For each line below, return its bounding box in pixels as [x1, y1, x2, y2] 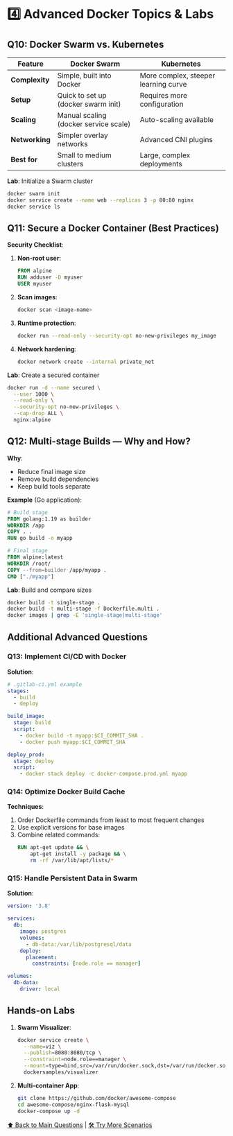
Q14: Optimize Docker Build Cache [7, 787, 126, 796]
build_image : [7, 713, 45, 720]
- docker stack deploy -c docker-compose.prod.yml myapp [19, 771, 188, 778]
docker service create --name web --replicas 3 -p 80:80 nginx [7, 196, 194, 204]
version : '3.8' [7, 902, 51, 909]
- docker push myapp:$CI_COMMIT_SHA [19, 738, 126, 746]
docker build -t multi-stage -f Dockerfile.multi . [7, 605, 159, 613]
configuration [139, 99, 184, 109]
